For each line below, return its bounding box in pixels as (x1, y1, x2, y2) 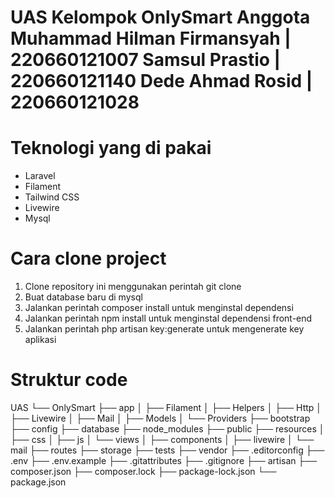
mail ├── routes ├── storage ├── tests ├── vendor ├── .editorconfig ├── (10, 444, 325, 456)
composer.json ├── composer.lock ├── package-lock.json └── (10, 466, 277, 477)
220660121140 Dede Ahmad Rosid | (10, 70, 313, 93)
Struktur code (10, 369, 128, 391)
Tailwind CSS (24, 191, 80, 203)
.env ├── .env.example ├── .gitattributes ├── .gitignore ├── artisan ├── (10, 455, 318, 466)
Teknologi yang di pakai (10, 137, 212, 160)
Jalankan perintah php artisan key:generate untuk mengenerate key (24, 323, 305, 335)
